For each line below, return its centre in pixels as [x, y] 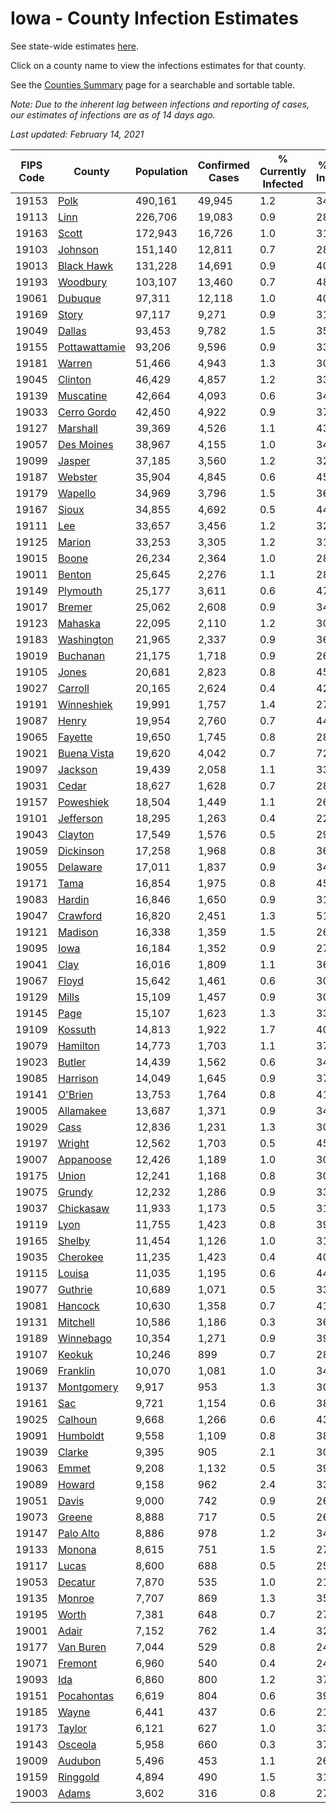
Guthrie [75, 1289]
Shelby [74, 1240]
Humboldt [81, 1435]
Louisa [73, 1273]
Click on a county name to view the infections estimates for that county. [158, 65]
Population [161, 171]
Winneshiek [85, 704]
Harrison [78, 1078]
